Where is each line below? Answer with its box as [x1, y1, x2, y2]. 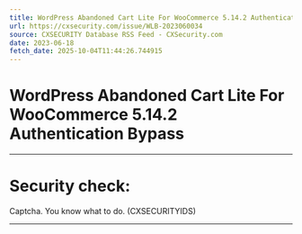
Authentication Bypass [9, 123, 185, 144]
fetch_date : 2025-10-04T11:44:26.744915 [9, 47, 164, 56]
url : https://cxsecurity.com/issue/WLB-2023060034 [9, 22, 203, 31]
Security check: [9, 176, 131, 196]
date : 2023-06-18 [9, 38, 75, 48]
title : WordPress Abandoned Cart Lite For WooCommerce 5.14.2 [9, 13, 247, 22]
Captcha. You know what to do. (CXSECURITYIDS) [9, 206, 196, 216]
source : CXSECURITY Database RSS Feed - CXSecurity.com [9, 30, 223, 39]
